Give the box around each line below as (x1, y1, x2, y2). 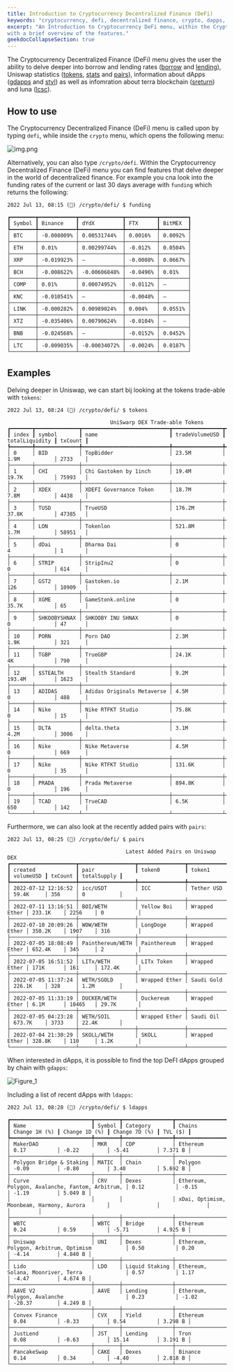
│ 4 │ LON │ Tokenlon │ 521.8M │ (7, 523, 226, 530)
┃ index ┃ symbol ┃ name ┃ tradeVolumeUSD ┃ (7, 431, 226, 438)
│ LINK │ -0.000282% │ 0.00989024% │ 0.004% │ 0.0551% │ (7, 305, 192, 312)
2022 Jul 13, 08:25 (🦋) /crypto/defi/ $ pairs (7, 835, 145, 842)
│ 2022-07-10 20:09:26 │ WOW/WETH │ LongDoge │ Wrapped (7, 921, 214, 928)
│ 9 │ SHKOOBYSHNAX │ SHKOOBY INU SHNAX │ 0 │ (7, 614, 226, 622)
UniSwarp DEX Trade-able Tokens (110, 418, 204, 426)
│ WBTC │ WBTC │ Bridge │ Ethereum (7, 1220, 204, 1227)
